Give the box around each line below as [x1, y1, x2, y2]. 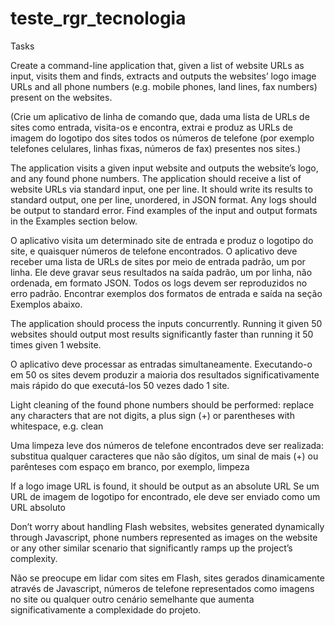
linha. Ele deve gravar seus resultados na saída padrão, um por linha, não [10, 266, 313, 278]
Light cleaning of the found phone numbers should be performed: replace [10, 398, 315, 411]
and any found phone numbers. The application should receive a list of [10, 172, 302, 184]
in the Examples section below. [10, 215, 138, 227]
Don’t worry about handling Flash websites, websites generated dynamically [10, 520, 325, 532]
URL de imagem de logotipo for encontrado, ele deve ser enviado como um [10, 490, 321, 502]
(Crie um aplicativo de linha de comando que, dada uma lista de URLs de [10, 110, 310, 122]
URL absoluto [10, 501, 67, 513]
